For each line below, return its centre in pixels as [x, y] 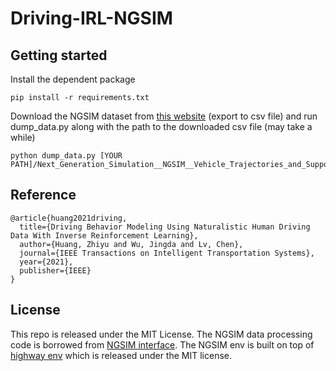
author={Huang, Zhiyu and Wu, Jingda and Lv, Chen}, [131, 244]
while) [23, 137]
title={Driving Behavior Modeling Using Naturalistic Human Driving [165, 227]
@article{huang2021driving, [69, 218]
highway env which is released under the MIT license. [121, 355]
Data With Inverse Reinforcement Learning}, [104, 235]
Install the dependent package [73, 79]
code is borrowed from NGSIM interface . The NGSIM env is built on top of [162, 344]
